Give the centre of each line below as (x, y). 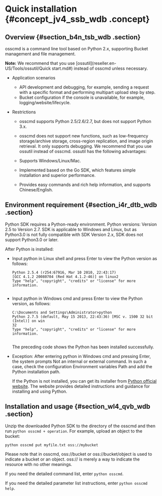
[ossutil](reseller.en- (96, 63)
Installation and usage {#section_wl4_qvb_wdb (78, 407)
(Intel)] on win (28, 321)
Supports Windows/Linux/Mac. (50, 161)
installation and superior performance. (57, 175)
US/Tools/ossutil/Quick (28, 68)
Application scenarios (34, 78)
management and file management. (40, 54)
